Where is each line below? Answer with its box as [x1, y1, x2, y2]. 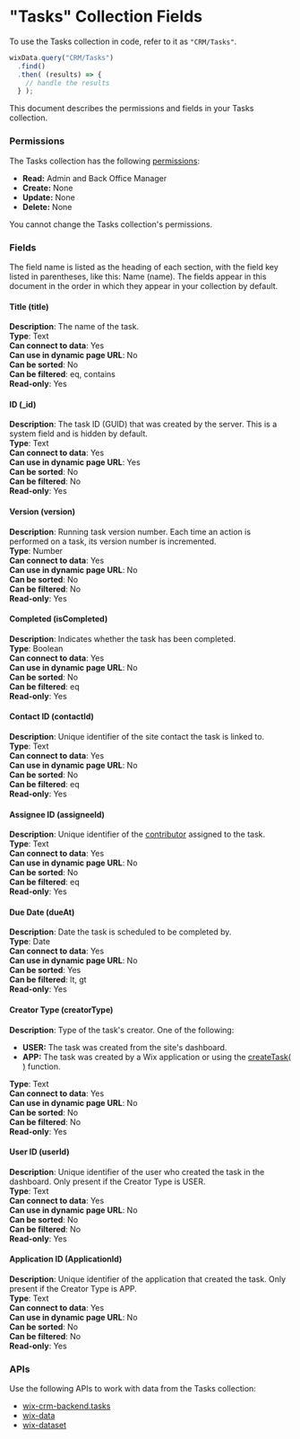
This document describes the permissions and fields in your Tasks [9, 103, 254, 114]
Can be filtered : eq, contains [9, 369, 116, 380]
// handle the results [25, 78, 110, 87]
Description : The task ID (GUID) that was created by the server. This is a [9, 419, 278, 430]
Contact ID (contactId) [9, 711, 94, 722]
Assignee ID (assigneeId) [9, 809, 106, 820]
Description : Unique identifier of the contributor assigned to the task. [9, 829, 266, 840]
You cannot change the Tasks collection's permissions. [9, 218, 213, 230]
